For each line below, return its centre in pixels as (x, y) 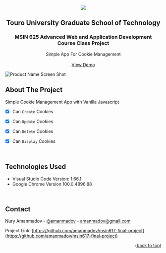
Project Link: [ (19, 231)
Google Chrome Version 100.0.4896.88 (52, 184)
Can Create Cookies (33, 111)
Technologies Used (35, 167)
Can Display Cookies (34, 141)
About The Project (34, 90)
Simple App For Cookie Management (83, 54)
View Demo (83, 64)
